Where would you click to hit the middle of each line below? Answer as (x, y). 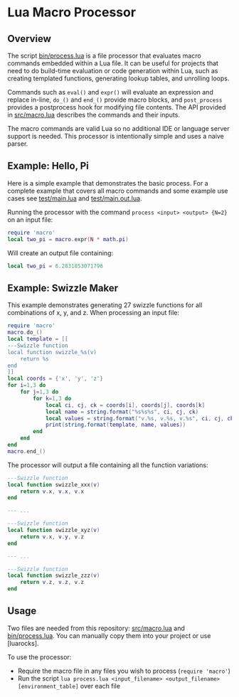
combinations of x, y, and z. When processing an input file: (94, 313)
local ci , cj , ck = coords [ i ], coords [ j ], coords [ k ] (125, 405)
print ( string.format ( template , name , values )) (116, 425)
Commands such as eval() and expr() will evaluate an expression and (110, 92)
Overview (30, 39)
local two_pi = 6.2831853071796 (55, 266)
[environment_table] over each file (69, 686)
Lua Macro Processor (72, 12)
